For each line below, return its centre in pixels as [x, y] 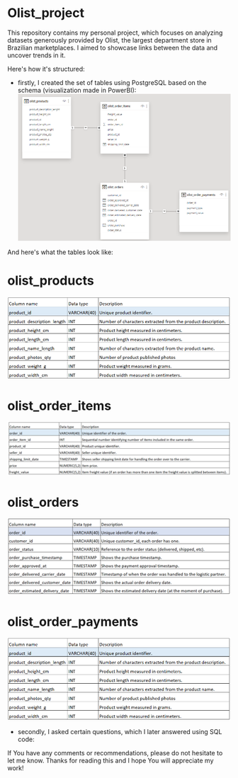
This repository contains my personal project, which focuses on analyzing [115, 33]
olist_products [51, 281]
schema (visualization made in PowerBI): [77, 90]
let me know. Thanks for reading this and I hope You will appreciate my [110, 760]
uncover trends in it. [36, 55]
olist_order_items [59, 406]
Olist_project [46, 13]
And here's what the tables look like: [60, 252]
